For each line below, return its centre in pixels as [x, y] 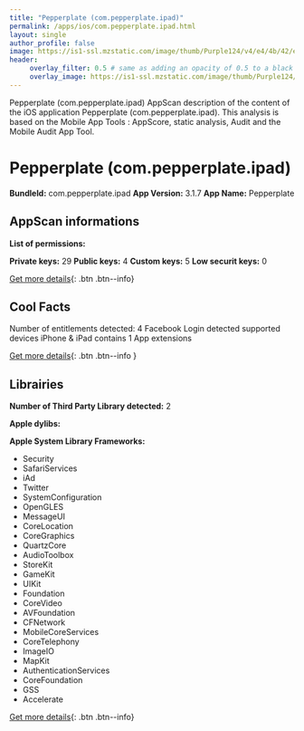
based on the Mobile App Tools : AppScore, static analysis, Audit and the [145, 121]
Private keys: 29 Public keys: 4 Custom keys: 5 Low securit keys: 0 [138, 261]
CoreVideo [43, 603]
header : [24, 60]
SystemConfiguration [62, 497]
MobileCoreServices [61, 632]
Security [38, 459]
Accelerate [43, 699]
